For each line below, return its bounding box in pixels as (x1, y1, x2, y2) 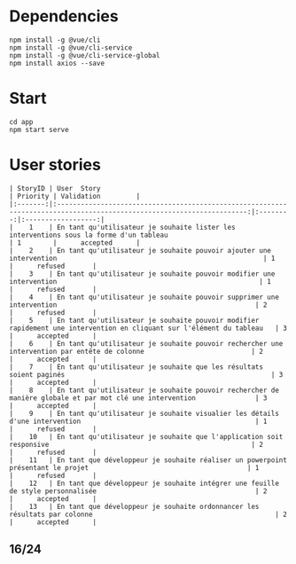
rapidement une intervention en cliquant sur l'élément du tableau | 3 (9, 324, 288, 333)
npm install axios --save (9, 59, 105, 67)
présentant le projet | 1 (9, 463, 260, 472)
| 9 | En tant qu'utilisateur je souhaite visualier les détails (9, 409, 279, 418)
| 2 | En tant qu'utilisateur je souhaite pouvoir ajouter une (9, 246, 272, 255)
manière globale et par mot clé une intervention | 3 (9, 393, 268, 403)
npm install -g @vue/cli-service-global (9, 51, 161, 59)
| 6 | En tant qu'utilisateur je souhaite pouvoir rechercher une (9, 339, 284, 348)
